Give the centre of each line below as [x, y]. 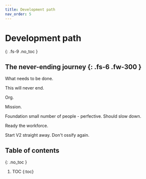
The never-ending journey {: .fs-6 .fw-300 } [73, 67]
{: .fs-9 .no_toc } [21, 52]
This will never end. [25, 88]
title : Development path [30, 9]
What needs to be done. [29, 79]
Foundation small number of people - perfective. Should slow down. [73, 116]
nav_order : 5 [18, 14]
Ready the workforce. [27, 126]
